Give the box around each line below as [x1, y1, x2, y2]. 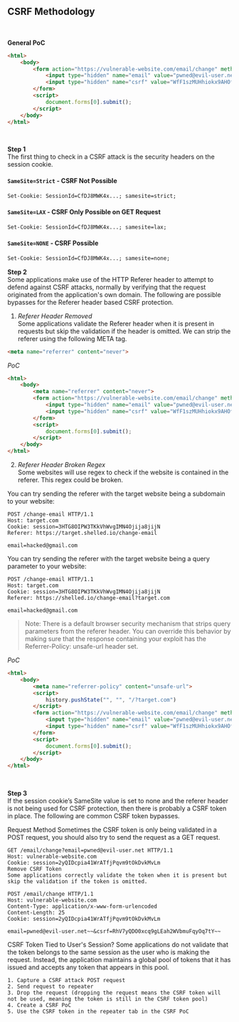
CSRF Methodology [7, 6, 95, 18]
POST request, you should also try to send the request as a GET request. [7, 833, 221, 842]
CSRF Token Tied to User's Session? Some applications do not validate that [7, 940, 229, 949]
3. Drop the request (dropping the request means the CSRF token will [7, 989, 221, 996]
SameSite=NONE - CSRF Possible [7, 239, 99, 248]
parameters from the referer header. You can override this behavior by [24, 627, 231, 636]
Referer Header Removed [17, 311, 92, 320]
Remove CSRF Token [7, 865, 62, 873]
